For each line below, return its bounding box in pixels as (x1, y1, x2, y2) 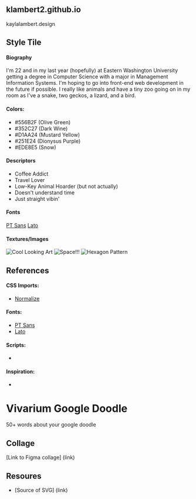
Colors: (6, 105, 25, 113)
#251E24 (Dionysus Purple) (14, 137, 81, 144)
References (6, 265, 49, 276)
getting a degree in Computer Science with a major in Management (6, 73, 168, 80)
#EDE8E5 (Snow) (14, 144, 56, 151)
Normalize (14, 295, 40, 302)
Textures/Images (6, 235, 49, 242)
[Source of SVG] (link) (14, 486, 68, 494)
